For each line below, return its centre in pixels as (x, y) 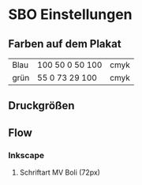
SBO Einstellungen (70, 15)
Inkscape (26, 155)
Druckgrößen (41, 106)
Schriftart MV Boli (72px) (60, 172)
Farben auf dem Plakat (65, 44)
